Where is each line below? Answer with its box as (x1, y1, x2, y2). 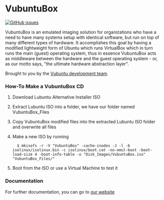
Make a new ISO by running (12, 134, 69, 140)
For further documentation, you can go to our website (5, 189, 115, 195)
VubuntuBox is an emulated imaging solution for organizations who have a (5, 29, 157, 35)
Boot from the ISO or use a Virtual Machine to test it (12, 165, 118, 171)
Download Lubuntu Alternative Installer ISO (12, 94, 101, 100)
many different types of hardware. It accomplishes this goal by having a (5, 39, 152, 45)
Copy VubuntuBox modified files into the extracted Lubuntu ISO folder (12, 119, 156, 125)
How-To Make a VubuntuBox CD (5, 83, 84, 90)
